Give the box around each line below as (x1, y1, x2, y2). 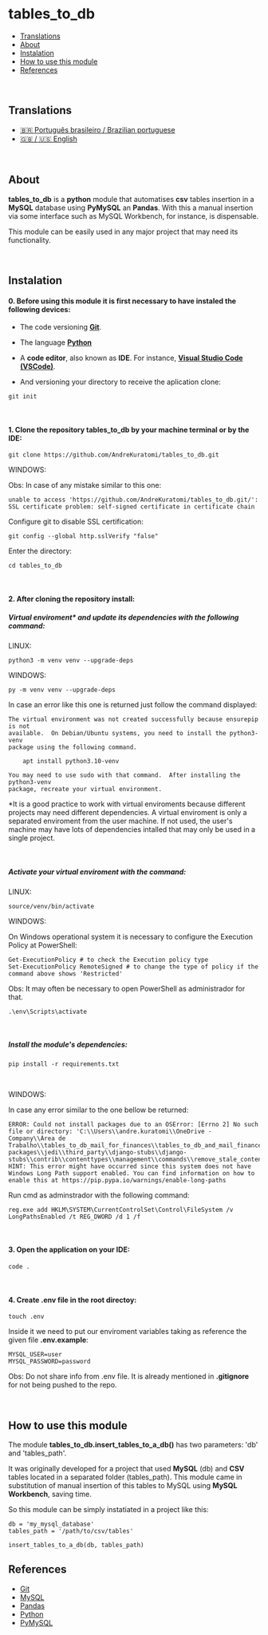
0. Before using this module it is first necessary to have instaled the (8, 296, 237, 306)
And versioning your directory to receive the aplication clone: (19, 377, 221, 387)
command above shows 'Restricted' (8, 969, 124, 978)
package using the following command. (8, 743, 137, 751)
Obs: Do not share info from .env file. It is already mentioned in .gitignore (8, 1372, 250, 1381)
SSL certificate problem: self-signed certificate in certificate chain (8, 503, 255, 511)
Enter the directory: (8, 546, 72, 556)
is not (8, 722, 30, 730)
